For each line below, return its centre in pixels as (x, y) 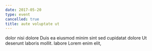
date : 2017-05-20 (23, 10)
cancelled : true (22, 19)
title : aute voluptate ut (32, 24)
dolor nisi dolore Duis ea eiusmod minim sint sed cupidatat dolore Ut (76, 38)
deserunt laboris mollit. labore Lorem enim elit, (53, 43)
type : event (18, 14)
